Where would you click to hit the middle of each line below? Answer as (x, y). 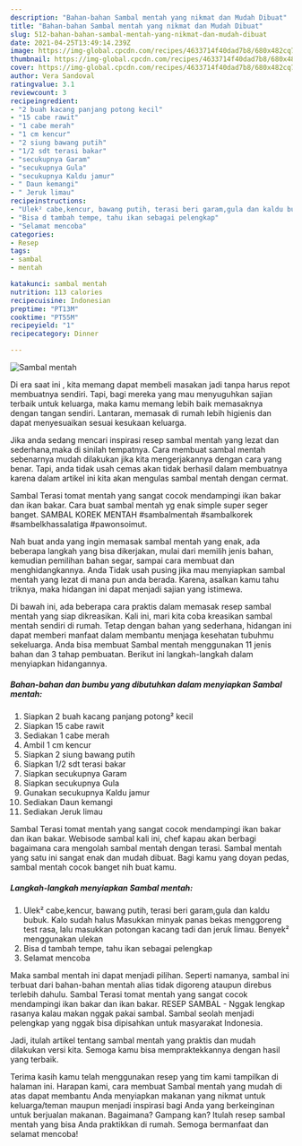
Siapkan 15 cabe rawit (64, 725)
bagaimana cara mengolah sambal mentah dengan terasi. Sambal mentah (146, 847)
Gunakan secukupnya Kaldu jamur (86, 792)
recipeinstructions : (49, 201)
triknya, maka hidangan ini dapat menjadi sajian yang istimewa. (126, 589)
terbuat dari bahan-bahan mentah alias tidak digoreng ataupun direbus (141, 985)
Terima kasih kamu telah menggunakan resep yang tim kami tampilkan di (144, 1076)
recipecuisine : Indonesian (60, 300)
